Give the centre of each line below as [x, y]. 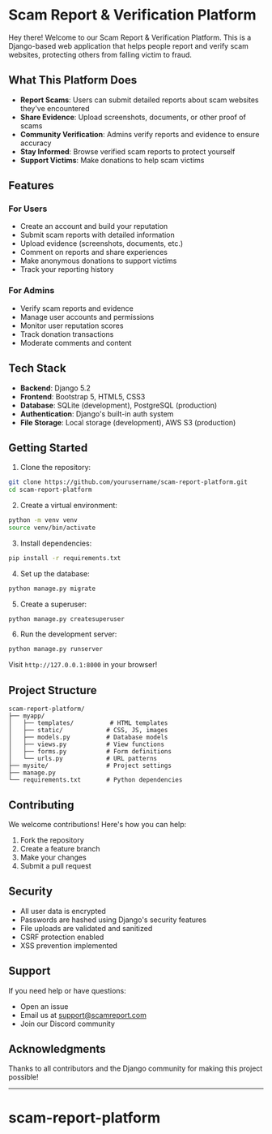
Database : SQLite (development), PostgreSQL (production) [119, 405]
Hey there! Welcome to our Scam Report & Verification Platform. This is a [130, 37]
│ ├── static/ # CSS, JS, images [88, 731]
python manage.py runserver [56, 649]
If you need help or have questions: [68, 990]
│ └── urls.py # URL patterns [83, 759]
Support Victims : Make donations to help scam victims [112, 160]
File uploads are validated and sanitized [86, 928]
